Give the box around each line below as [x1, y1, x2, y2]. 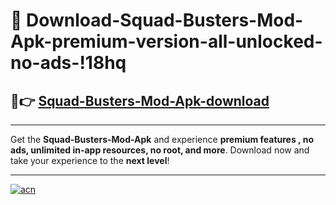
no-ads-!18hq [10, 52, 127, 74]
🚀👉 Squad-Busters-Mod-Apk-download [10, 92, 270, 109]
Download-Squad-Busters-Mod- [26, 9, 304, 32]
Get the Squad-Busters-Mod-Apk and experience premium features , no [10, 134, 314, 145]
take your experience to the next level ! [10, 155, 170, 166]
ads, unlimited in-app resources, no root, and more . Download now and [10, 144, 310, 156]
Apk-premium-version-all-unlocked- [10, 30, 323, 53]
